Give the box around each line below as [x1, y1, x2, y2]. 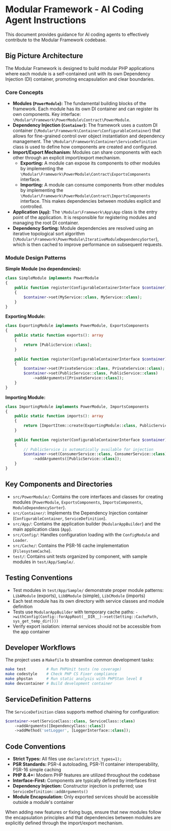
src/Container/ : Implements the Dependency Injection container [12, 510, 148, 516]
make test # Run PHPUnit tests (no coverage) [5, 667, 122, 672]
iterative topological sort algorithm [12, 231, 85, 237]
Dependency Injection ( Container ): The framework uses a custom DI [12, 122, 158, 128]
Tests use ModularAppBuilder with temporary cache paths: [12, 609, 135, 615]
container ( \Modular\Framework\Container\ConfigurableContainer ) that [12, 128, 161, 134]
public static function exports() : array [14, 333, 103, 338]
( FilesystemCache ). [12, 548, 52, 554]
